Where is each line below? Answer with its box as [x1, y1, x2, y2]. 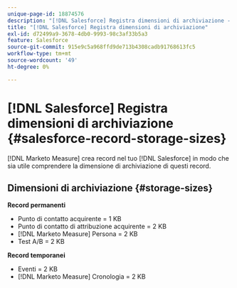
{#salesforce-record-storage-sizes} [7, 130, 227, 146]
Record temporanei [7, 251, 65, 260]
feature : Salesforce [7, 37, 69, 44]
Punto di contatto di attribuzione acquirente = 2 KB [17, 222, 167, 231]
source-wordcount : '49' [7, 57, 78, 64]
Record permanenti [7, 201, 66, 210]
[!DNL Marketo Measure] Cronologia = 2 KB [17, 272, 146, 281]
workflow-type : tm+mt [7, 50, 72, 58]
